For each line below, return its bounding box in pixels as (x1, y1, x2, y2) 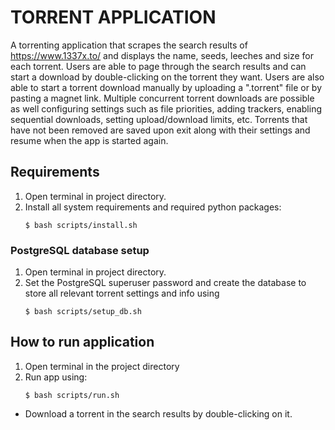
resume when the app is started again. (10, 134, 169, 146)
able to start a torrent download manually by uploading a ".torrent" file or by (10, 81, 323, 93)
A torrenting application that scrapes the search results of (10, 39, 248, 51)
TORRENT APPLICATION (10, 6, 217, 29)
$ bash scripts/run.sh (24, 390, 120, 400)
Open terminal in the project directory (24, 360, 180, 372)
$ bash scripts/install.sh (24, 220, 138, 230)
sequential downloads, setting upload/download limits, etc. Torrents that (10, 113, 308, 125)
